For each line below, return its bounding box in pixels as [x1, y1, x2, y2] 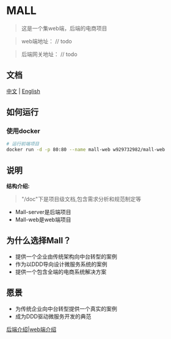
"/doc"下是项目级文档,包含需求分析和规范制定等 [21, 196, 142, 202]
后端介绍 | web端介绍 [6, 326, 57, 333]
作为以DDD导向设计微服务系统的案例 [15, 260, 108, 268]
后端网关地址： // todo [21, 50, 78, 58]
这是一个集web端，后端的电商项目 [21, 24, 107, 32]
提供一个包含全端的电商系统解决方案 [15, 268, 107, 275]
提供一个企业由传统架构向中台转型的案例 [15, 252, 117, 260]
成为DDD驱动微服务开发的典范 [15, 312, 92, 320]
